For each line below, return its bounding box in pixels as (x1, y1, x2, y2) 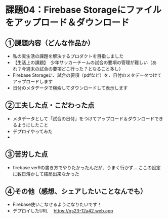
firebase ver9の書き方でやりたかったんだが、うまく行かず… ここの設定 (12, 164, 161, 170)
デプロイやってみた (12, 128, 53, 134)
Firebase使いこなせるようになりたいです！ (12, 201, 102, 208)
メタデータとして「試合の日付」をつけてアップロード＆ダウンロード (12, 115, 155, 121)
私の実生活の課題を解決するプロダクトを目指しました (12, 53, 124, 59)
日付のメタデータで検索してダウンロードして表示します (12, 85, 128, 91)
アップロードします (12, 79, 53, 84)
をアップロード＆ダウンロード (5, 17, 130, 28)
